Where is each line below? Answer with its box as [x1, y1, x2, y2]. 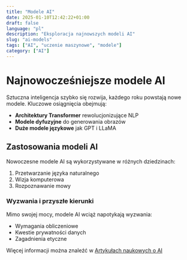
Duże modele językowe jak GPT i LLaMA [14, 124, 117, 132]
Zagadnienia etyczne [14, 235, 67, 242]
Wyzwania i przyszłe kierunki [6, 197, 94, 205]
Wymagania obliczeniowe [14, 222, 79, 229]
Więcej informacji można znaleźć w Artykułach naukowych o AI [6, 247, 163, 254]
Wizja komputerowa [14, 175, 64, 183]
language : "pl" [6, 25, 44, 32]
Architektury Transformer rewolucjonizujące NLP [14, 112, 139, 119]
